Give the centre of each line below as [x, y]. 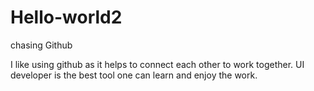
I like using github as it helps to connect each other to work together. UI [157, 64]
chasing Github [41, 45]
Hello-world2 [66, 17]
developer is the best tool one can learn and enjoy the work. [134, 75]
